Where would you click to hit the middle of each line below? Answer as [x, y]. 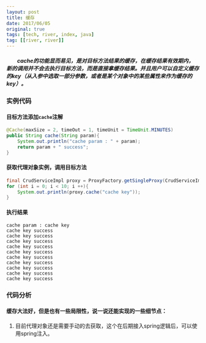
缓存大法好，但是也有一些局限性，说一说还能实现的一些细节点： [86, 311]
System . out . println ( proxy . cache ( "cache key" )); [79, 192]
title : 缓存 [20, 18]
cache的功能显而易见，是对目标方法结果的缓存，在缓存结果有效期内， [105, 60]
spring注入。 [37, 333]
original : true [26, 29]
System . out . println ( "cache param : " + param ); [79, 141]
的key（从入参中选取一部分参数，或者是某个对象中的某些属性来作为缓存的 [99, 76]
